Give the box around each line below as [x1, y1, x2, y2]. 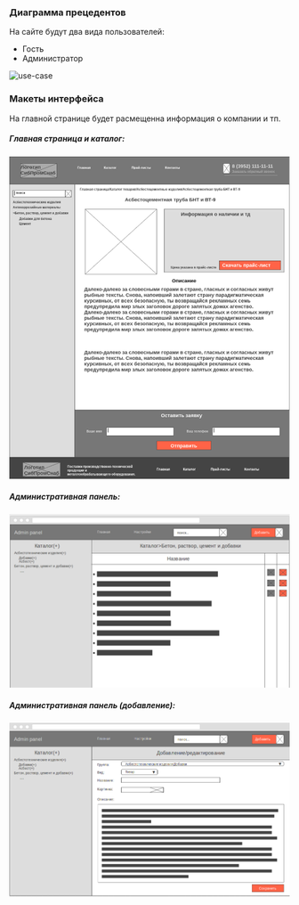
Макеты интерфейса [9, 93, 104, 105]
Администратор [21, 53, 84, 64]
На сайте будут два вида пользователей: [9, 27, 165, 37]
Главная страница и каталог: [9, 134, 125, 144]
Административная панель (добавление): [9, 700, 176, 711]
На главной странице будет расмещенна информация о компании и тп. [9, 113, 281, 124]
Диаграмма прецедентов [9, 6, 126, 19]
